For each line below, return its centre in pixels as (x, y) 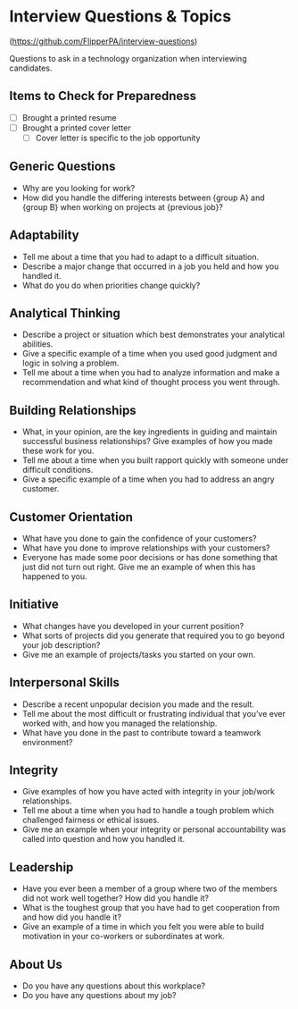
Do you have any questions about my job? (99, 996)
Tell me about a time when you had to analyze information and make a (151, 373)
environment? (47, 742)
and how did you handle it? (72, 917)
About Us (36, 964)
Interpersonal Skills (65, 682)
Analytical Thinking (65, 313)
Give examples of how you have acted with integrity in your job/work (148, 792)
